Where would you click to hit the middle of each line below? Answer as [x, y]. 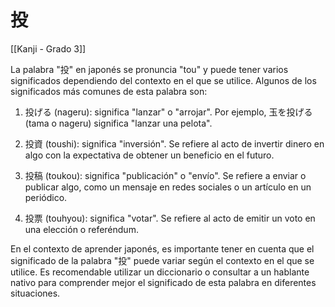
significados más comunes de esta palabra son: [109, 91]
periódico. [46, 197]
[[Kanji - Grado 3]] [48, 48]
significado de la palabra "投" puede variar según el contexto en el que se [162, 260]
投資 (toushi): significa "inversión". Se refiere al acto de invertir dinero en [174, 143]
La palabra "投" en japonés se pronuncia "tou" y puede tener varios [149, 69]
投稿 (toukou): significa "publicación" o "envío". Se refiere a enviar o [165, 175]
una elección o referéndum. [81, 229]
